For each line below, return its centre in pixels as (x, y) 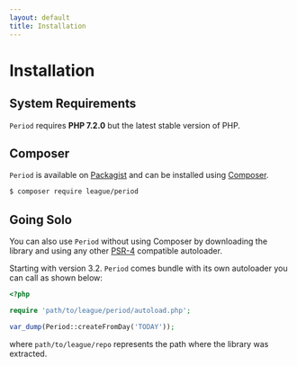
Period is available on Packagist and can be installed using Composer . (139, 175)
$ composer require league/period (74, 192)
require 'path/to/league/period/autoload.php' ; (100, 310)
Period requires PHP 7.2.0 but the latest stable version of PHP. (125, 125)
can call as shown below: (56, 278)
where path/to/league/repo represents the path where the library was (139, 344)
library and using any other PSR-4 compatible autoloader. (116, 251)
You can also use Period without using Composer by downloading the (139, 241)
